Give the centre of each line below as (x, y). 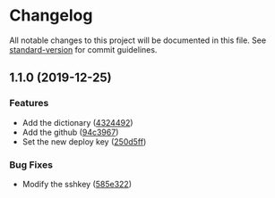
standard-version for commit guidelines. (83, 49)
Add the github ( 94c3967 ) (70, 132)
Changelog (51, 16)
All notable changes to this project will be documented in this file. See (138, 40)
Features (29, 103)
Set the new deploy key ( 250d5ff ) (84, 141)
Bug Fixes (31, 164)
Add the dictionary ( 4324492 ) (77, 122)
